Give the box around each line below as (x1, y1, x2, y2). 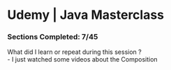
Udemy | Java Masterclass (7, 7, 165, 23)
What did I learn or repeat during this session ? (7, 48, 142, 56)
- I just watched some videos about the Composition (7, 55, 158, 64)
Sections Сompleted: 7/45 (7, 32, 98, 42)
